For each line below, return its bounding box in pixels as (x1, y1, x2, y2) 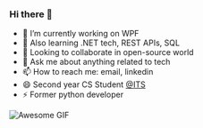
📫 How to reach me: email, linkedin (21, 67, 154, 77)
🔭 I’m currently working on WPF (21, 28, 140, 39)
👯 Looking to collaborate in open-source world (21, 47, 194, 58)
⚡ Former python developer (21, 89, 123, 100)
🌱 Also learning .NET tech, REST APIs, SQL (21, 37, 181, 48)
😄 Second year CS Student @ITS (21, 79, 146, 90)
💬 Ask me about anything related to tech (21, 57, 171, 68)
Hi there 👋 (9, 8, 54, 20)
